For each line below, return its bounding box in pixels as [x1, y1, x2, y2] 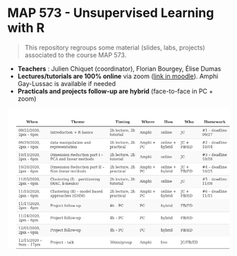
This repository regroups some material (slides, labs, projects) [24, 43, 206, 51]
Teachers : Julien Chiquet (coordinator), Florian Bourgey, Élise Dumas [17, 64, 221, 73]
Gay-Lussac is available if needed [17, 79, 116, 87]
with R [7, 20, 45, 36]
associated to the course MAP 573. [24, 51, 127, 59]
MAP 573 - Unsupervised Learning [7, 5, 214, 21]
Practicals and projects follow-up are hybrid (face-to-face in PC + [17, 87, 214, 95]
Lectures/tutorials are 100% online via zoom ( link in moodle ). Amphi [17, 72, 219, 80]
